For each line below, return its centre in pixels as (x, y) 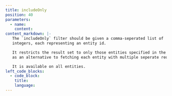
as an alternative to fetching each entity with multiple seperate (85, 57)
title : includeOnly (26, 10)
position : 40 (19, 15)
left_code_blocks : (25, 71)
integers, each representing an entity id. (59, 43)
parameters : (18, 19)
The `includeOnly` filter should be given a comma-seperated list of (88, 39)
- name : (18, 24)
